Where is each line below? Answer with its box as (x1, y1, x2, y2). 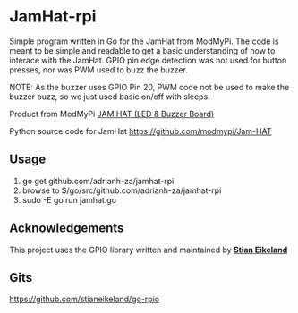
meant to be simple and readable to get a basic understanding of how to (9, 45, 276, 55)
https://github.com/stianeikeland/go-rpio (9, 293, 159, 305)
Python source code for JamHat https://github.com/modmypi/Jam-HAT (9, 125, 272, 136)
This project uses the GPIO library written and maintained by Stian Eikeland (9, 244, 288, 255)
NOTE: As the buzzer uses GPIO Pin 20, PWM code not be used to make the (9, 81, 290, 92)
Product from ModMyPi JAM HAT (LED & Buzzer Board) (9, 108, 215, 119)
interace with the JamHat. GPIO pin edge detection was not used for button (9, 55, 287, 65)
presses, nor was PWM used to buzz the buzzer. (9, 64, 188, 75)
